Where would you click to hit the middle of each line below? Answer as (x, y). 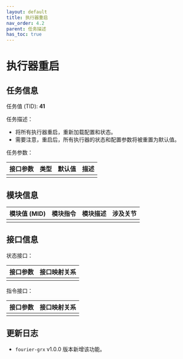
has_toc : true (24, 35)
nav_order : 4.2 (25, 23)
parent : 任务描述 (26, 29)
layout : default (27, 12)
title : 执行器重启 (27, 18)
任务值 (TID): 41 (26, 106)
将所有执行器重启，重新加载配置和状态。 (65, 132)
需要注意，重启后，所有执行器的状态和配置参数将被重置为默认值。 (97, 139)
